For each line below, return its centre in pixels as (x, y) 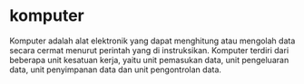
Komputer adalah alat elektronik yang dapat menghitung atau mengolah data (152, 41)
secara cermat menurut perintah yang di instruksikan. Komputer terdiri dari (149, 50)
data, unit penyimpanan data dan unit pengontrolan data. (116, 70)
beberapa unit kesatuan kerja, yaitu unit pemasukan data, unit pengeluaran (149, 60)
